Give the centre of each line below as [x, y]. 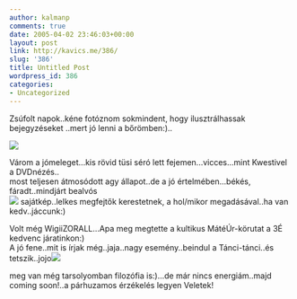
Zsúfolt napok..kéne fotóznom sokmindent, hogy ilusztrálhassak [127, 119]
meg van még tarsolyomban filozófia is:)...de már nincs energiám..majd [140, 276]
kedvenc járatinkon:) [47, 238]
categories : [31, 84]
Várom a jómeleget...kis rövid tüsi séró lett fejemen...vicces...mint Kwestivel [148, 162]
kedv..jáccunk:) [38, 211]
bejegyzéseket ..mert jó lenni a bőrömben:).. [91, 128]
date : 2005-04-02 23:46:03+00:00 [72, 34]
